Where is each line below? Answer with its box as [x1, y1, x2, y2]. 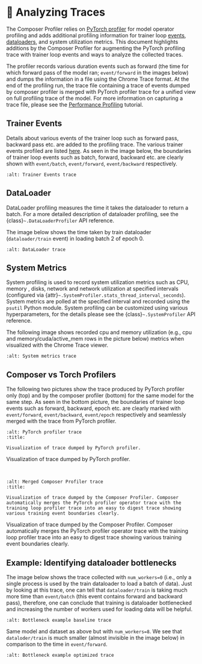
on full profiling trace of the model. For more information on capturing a [6, 95, 183, 102]
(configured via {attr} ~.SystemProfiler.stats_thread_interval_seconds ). [6, 291, 186, 299]
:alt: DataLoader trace [6, 246, 66, 252]
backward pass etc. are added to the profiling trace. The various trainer [6, 141, 183, 148]
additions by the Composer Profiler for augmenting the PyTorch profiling [6, 45, 185, 52]
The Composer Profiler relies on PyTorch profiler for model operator [6, 25, 174, 33]
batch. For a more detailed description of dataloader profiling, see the [6, 210, 179, 217]
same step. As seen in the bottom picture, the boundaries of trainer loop [6, 399, 185, 406]
